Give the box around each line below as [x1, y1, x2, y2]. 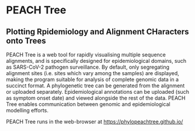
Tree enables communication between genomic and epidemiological [6, 101, 170, 108]
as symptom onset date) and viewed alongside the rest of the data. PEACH [6, 94, 186, 101]
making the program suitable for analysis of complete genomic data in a [6, 76, 179, 83]
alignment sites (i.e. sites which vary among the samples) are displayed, [6, 70, 179, 76]
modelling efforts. [6, 107, 48, 114]
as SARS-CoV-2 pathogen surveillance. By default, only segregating [6, 63, 170, 70]
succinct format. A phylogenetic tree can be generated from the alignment [6, 82, 185, 89]
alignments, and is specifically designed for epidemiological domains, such [6, 58, 187, 64]
